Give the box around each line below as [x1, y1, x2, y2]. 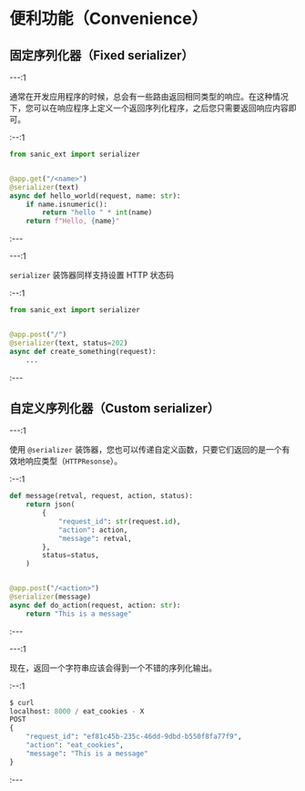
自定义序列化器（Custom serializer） [9, 401, 220, 416]
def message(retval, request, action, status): [9, 492, 194, 501]
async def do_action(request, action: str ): [9, 600, 181, 609]
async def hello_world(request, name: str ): [9, 191, 181, 201]
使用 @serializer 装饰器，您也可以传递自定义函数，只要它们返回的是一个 [9, 444, 282, 455]
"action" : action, [57, 526, 128, 535]
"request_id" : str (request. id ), [57, 516, 181, 526]
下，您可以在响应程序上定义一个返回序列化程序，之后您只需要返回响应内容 [9, 102, 289, 113]
